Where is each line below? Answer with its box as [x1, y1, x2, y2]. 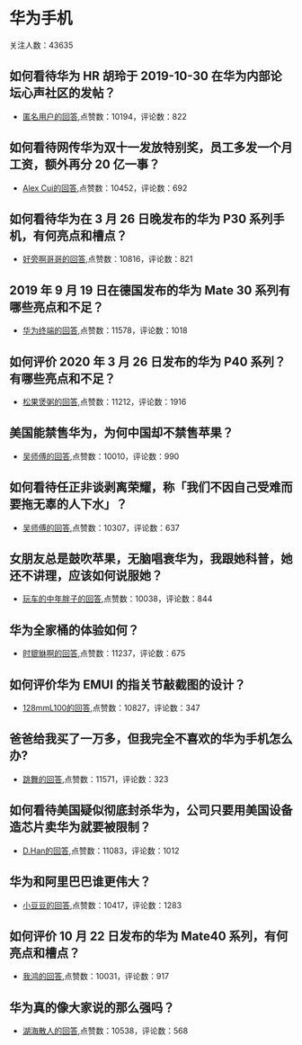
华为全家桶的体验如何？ [9, 622, 139, 637]
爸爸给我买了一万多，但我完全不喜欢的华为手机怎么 [9, 731, 293, 747]
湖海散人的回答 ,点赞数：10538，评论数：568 [22, 1025, 189, 1036]
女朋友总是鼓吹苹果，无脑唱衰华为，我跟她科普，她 [9, 551, 293, 567]
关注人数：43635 [9, 40, 74, 50]
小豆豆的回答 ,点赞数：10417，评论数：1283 [22, 899, 182, 910]
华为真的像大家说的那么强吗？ [9, 1000, 175, 1015]
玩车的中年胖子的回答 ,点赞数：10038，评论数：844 [22, 593, 213, 604]
